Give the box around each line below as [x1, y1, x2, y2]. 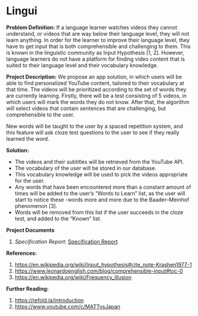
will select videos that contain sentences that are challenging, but [6, 105, 166, 112]
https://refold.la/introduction [14, 296, 84, 304]
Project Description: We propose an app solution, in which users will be [6, 73, 182, 80]
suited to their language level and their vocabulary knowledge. [6, 61, 158, 69]
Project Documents [6, 226, 55, 233]
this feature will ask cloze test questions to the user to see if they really [6, 129, 180, 136]
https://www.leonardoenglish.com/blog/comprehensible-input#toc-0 [14, 267, 183, 274]
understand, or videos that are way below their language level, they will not [6, 30, 190, 37]
